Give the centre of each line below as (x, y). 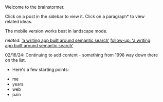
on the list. (16, 60)
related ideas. (19, 22)
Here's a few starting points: (40, 69)
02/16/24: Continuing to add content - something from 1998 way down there (81, 55)
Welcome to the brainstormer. (35, 7)
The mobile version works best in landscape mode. (56, 31)
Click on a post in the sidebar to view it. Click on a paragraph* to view (75, 16)
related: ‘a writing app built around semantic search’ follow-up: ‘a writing (78, 40)
